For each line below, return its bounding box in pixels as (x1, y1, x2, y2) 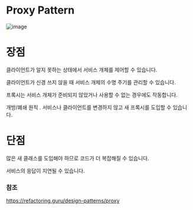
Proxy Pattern (6, 4, 75, 17)
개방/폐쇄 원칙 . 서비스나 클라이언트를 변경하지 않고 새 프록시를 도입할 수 (6, 104, 172, 111)
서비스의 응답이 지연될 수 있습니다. (6, 167, 85, 174)
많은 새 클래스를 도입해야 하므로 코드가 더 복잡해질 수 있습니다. (6, 155, 149, 162)
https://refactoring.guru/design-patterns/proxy (6, 197, 120, 204)
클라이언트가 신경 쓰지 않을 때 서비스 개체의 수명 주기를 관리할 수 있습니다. (6, 78, 176, 86)
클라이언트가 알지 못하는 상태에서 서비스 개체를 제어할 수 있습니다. (6, 66, 158, 73)
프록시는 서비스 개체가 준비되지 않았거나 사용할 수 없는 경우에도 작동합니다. (6, 91, 178, 98)
